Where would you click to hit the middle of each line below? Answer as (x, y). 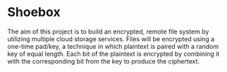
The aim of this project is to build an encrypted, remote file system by (108, 31)
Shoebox (34, 12)
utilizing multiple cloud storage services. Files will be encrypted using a (111, 38)
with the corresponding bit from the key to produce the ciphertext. (103, 61)
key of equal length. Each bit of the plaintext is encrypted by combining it (114, 54)
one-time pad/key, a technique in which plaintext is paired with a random (113, 46)
